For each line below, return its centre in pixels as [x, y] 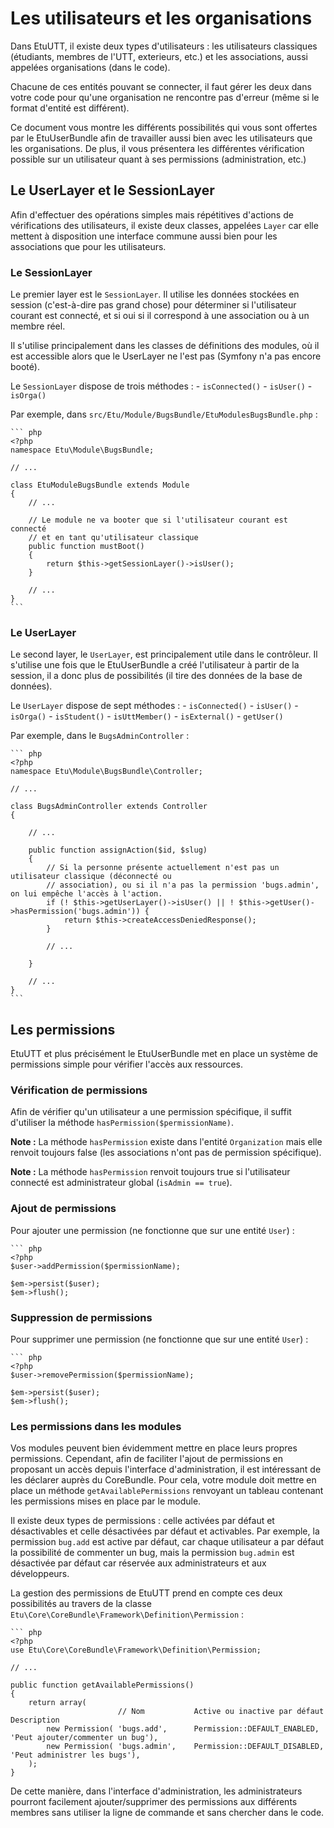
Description [35, 1720]
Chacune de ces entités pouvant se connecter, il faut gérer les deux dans [161, 86]
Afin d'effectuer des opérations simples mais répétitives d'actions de [152, 214]
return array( [57, 1703]
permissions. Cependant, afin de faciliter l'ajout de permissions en [147, 1459]
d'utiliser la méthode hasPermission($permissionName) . [122, 1123]
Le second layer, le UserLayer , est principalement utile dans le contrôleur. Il [164, 654]
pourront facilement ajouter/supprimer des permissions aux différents [154, 1802]
